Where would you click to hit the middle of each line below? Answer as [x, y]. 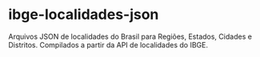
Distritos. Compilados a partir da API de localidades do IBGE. [108, 44]
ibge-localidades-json [84, 15]
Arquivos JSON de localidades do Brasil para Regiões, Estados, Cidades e [130, 36]
